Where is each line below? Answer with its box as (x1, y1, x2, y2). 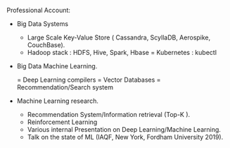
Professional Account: (6, 6, 71, 14)
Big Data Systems (16, 20, 68, 27)
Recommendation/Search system (16, 83, 114, 91)
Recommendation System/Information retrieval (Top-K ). (27, 111, 191, 118)
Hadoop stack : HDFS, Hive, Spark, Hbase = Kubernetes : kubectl (27, 49, 217, 56)
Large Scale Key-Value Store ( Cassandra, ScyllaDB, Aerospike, (27, 33, 211, 42)
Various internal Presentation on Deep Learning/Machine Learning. (27, 125, 221, 133)
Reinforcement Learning (27, 118, 98, 126)
